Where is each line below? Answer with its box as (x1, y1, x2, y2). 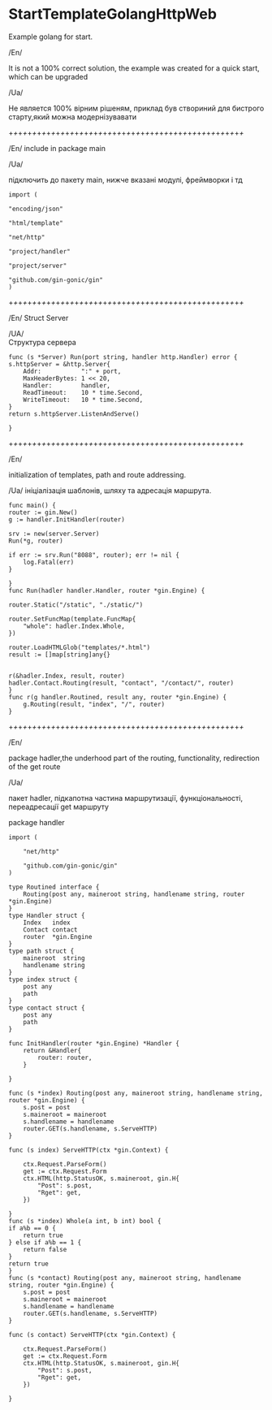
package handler (8, 817, 65, 827)
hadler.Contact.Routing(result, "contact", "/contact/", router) (8, 679, 234, 687)
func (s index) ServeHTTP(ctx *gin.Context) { (8, 1146, 169, 1154)
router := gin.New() (8, 508, 79, 517)
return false (23, 1245, 67, 1253)
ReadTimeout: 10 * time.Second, (23, 388, 144, 396)
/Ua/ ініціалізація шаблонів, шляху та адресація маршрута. (8, 485, 212, 495)
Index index (23, 919, 71, 927)
